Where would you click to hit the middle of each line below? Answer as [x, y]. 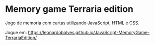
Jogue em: [16, 32]
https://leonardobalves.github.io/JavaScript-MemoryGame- [89, 32]
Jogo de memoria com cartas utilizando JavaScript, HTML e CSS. [72, 23]
